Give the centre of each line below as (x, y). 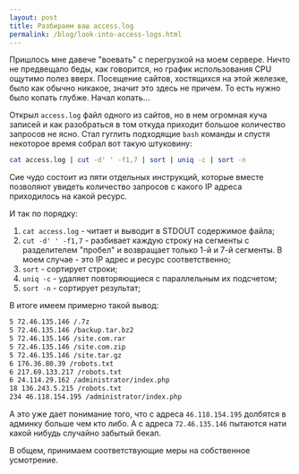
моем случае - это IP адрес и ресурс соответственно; (126, 260)
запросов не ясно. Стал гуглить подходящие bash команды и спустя (140, 134)
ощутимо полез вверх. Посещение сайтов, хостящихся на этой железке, (149, 79)
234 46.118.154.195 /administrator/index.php (95, 397)
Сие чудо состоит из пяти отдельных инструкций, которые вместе (137, 177)
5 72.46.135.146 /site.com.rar (68, 339)
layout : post (34, 17)
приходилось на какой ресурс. (68, 196)
